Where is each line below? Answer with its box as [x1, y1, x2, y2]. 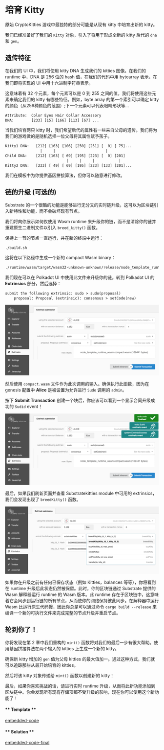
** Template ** [5, 706, 37, 712]
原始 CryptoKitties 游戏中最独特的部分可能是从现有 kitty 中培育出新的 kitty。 [5, 22, 158, 27]
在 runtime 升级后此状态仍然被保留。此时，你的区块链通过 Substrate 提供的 [5, 585, 156, 591]
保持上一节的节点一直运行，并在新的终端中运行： [5, 235, 103, 241]
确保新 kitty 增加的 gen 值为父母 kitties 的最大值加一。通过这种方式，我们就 [5, 656, 155, 662]
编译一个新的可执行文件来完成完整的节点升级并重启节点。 [5, 610, 121, 615]
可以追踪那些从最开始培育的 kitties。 [5, 662, 79, 668]
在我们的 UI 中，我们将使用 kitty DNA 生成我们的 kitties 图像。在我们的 [5, 68, 146, 73]
